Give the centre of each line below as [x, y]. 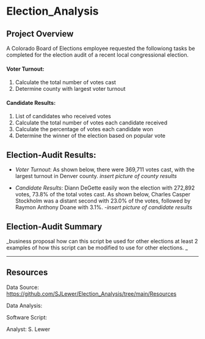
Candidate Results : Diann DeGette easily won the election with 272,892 [105, 188]
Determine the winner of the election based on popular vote [90, 136]
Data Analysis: [24, 305]
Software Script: [27, 317]
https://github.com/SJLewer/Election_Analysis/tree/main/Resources [92, 293]
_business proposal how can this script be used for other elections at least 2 [102, 241]
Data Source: [23, 287]
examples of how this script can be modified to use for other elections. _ [97, 248]
